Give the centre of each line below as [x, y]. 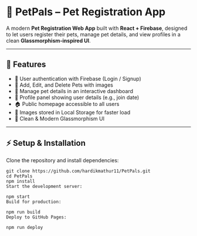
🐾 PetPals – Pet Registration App [86, 12]
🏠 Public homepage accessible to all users [67, 104]
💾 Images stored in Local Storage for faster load [72, 112]
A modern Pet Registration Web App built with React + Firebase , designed [97, 28]
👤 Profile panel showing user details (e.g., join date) [77, 97]
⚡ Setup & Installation [46, 143]
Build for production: [34, 201]
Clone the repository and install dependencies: [62, 160]
